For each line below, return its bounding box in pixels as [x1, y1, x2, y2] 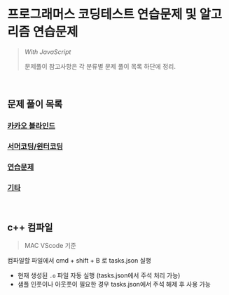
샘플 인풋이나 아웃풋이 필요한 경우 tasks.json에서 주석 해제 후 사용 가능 [17, 280, 211, 289]
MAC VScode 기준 [24, 242, 77, 250]
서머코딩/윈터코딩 [7, 142, 63, 152]
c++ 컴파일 [7, 221, 53, 233]
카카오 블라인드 [7, 121, 56, 131]
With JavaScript [24, 47, 71, 56]
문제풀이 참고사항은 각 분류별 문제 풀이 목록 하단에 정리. [24, 62, 176, 70]
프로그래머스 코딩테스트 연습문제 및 [7, 6, 197, 22]
